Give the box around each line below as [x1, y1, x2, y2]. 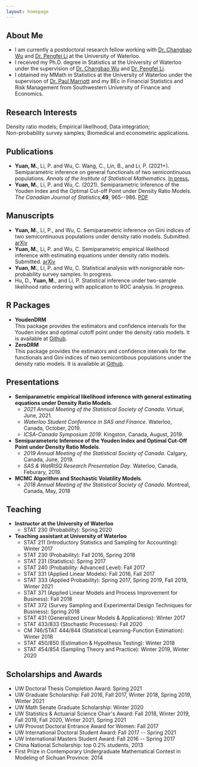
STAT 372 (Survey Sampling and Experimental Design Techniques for [23, 602, 192, 609]
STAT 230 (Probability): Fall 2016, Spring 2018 [23, 552, 135, 559]
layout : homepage [6, 8, 49, 15]
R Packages [6, 300, 50, 311]
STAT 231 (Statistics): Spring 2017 [23, 557, 106, 565]
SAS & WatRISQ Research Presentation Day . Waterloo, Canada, [23, 462, 178, 469]
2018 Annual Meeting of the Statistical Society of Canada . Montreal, [23, 481, 190, 488]
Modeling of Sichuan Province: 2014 [14, 754, 103, 761]
